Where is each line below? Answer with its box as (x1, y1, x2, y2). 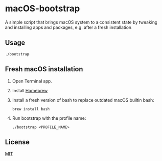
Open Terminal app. (12, 78, 52, 84)
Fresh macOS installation (5, 65, 83, 74)
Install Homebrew (12, 87, 48, 93)
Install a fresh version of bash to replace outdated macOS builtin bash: (12, 97, 154, 103)
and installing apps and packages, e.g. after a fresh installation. (5, 24, 133, 30)
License (5, 138, 30, 146)
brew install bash (12, 107, 50, 111)
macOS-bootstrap (5, 3, 80, 14)
